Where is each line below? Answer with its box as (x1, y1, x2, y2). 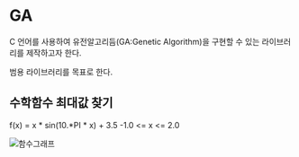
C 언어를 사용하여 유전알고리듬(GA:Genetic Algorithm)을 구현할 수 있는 (9, 36, 260, 47)
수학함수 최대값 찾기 (9, 95, 113, 110)
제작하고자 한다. (25, 47, 82, 58)
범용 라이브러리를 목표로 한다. (9, 66, 113, 77)
